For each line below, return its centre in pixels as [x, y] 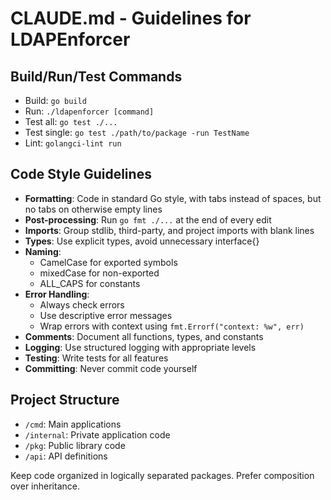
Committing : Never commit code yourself [111, 368]
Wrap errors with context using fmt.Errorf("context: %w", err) [172, 326]
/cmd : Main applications [73, 424]
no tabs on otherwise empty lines [93, 209]
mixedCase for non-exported [99, 273]
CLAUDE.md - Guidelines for [131, 18]
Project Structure [65, 400]
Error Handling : [57, 294]
